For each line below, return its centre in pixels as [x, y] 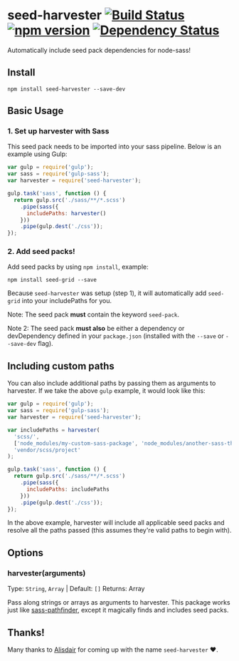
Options [26, 553]
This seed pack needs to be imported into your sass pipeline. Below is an [115, 147]
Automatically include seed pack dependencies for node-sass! [99, 50]
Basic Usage [36, 111]
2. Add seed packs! [42, 252]
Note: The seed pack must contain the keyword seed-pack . [94, 314]
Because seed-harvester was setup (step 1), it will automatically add [107, 293]
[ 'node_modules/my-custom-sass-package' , [76, 443]
